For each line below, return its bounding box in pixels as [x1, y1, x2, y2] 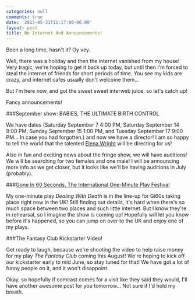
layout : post [6, 25, 38, 31]
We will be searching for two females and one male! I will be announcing [6, 158, 179, 165]
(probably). [6, 170, 33, 177]
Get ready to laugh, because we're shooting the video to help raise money [6, 246, 184, 253]
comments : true [6, 14, 43, 20]
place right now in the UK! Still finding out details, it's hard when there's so [6, 199, 185, 206]
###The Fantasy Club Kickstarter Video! [6, 235, 103, 242]
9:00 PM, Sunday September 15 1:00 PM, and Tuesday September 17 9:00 [6, 128, 183, 135]
